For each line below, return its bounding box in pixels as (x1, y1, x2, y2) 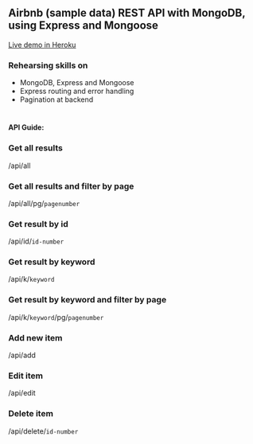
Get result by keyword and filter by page (8, 294, 167, 306)
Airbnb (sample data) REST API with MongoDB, (8, 6, 246, 20)
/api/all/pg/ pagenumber (8, 198, 80, 208)
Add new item (8, 332, 63, 343)
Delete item (8, 408, 54, 419)
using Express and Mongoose (8, 19, 159, 33)
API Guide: (8, 123, 45, 132)
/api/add (8, 350, 36, 360)
